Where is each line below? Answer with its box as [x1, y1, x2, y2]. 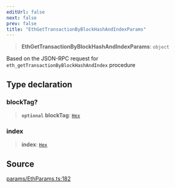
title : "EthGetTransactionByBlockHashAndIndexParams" [6, 26, 147, 33]
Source [6, 159, 35, 169]
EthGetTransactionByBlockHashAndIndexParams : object [21, 43, 169, 50]
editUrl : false [6, 9, 45, 15]
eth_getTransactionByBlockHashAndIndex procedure [6, 61, 136, 69]
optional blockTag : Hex [21, 111, 81, 119]
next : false [6, 15, 37, 21]
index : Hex [21, 141, 48, 148]
